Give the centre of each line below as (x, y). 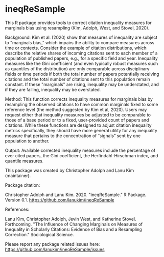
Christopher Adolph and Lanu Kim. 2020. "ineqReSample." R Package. (76, 195)
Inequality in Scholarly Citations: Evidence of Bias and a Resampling (73, 229)
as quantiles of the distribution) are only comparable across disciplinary (77, 69)
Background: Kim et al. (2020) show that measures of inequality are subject (81, 37)
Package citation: (23, 185)
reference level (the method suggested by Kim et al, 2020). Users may (76, 110)
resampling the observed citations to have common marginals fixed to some (82, 104)
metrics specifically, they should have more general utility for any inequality (81, 130)
